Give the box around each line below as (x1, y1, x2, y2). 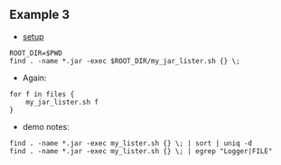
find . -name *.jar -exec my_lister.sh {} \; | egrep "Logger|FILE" (9, 146, 273, 156)
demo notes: (22, 121, 70, 132)
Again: (22, 72, 47, 83)
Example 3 (9, 7, 70, 23)
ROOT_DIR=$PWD (9, 49, 63, 58)
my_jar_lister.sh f (25, 97, 99, 106)
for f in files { (9, 89, 75, 98)
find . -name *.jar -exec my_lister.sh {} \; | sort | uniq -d (9, 139, 253, 148)
